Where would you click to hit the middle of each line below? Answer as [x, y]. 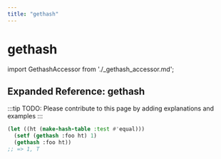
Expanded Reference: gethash [76, 91]
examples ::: [25, 116]
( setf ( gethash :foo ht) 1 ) [56, 136]
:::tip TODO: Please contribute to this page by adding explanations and [111, 108]
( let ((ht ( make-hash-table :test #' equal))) [76, 129]
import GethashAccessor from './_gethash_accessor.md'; [91, 69]
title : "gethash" [33, 14]
